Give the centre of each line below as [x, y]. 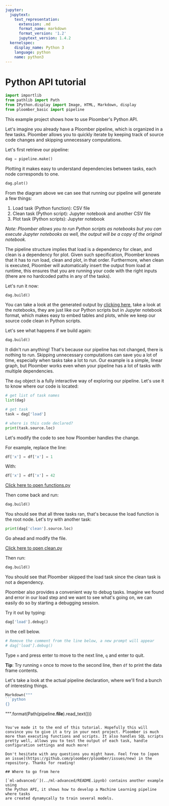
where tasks [18, 794]
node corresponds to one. [32, 174]
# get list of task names [32, 396]
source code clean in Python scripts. [43, 321]
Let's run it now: [22, 286]
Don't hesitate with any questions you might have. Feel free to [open [82, 754]
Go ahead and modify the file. [36, 538]
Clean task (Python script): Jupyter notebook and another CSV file [81, 214]
